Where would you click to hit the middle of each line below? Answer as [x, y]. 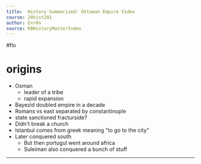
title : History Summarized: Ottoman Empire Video [71, 12]
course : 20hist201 [29, 17]
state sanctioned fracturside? [51, 117]
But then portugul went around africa [69, 143]
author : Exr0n [24, 23]
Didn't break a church [42, 124]
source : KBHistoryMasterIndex [44, 28]
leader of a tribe [44, 92]
